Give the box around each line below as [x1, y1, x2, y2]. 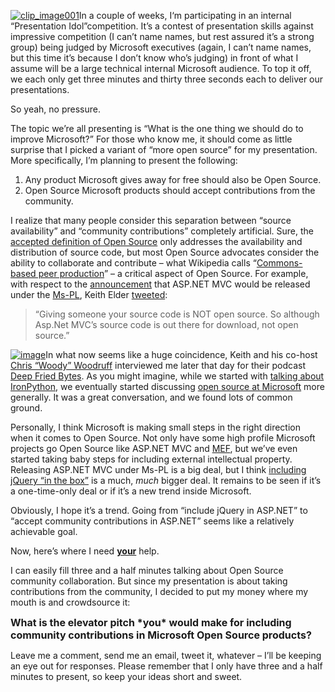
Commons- [256, 257, 303, 269]
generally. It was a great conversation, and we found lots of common [10, 391, 293, 403]
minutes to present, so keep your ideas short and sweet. [10, 671, 243, 682]
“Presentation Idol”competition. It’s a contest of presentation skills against [10, 20, 314, 32]
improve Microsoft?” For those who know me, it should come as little [10, 133, 293, 145]
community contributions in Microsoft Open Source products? [10, 628, 312, 642]
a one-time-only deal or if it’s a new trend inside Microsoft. [10, 485, 252, 497]
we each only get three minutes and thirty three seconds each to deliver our [10, 73, 324, 85]
